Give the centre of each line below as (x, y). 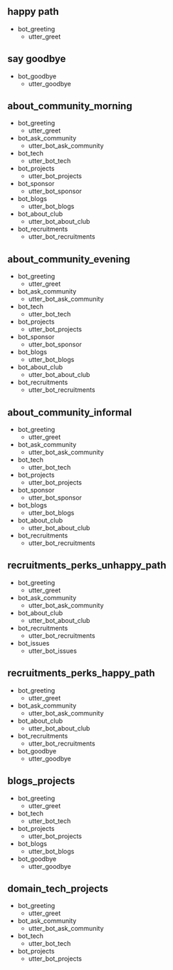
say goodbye (37, 59)
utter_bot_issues (52, 651)
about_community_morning (70, 106)
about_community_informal (70, 412)
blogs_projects (41, 781)
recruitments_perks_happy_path (81, 673)
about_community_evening (69, 259)
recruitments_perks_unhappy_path (87, 566)
